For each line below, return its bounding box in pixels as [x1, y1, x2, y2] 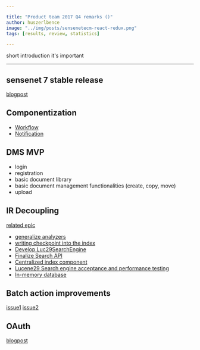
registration [14, 169, 43, 176]
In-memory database [14, 271, 67, 278]
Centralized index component [14, 258, 87, 265]
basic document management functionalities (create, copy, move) [14, 182, 176, 189]
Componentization [6, 108, 77, 118]
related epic [6, 221, 36, 229]
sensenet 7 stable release [6, 75, 104, 85]
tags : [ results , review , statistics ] [6, 30, 100, 36]
